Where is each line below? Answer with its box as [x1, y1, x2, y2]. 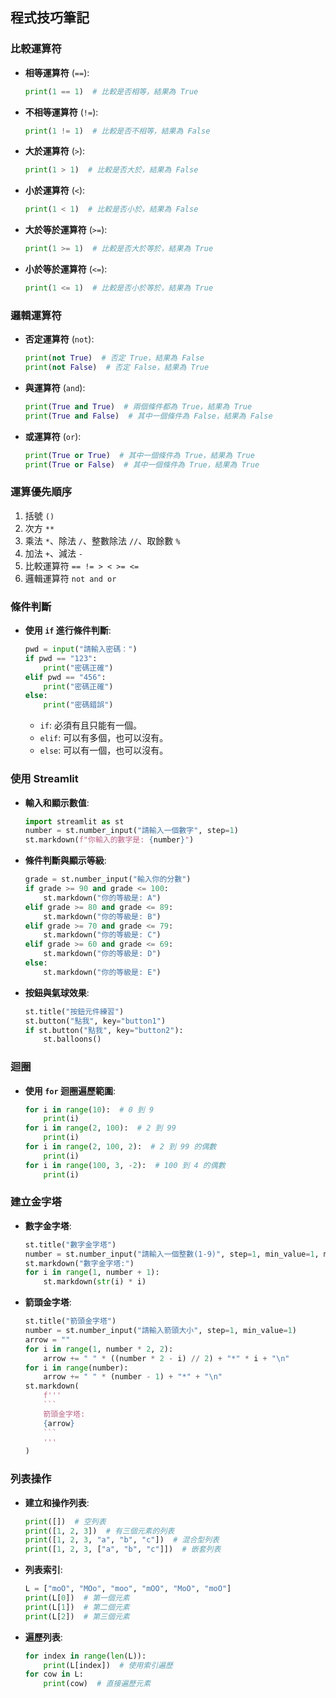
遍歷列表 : [24, 1631, 63, 1643]
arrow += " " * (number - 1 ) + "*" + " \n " [43, 1372, 223, 1382]
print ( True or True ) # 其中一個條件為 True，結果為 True [24, 450, 255, 460]
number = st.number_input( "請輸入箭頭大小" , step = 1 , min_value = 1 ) [24, 1326, 297, 1336]
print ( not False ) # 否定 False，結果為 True [24, 363, 210, 373]
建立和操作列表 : [24, 1496, 90, 1508]
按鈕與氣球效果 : [24, 986, 90, 998]
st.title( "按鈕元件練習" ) [24, 1006, 125, 1017]
